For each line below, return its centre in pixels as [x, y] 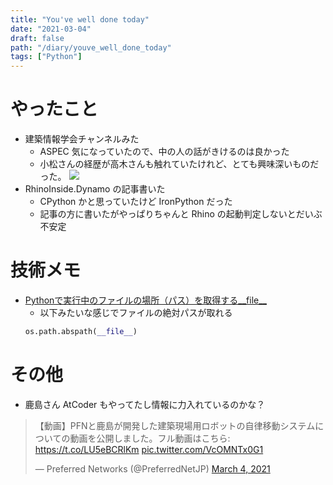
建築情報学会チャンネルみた [82, 139]
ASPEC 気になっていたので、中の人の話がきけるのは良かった [164, 152]
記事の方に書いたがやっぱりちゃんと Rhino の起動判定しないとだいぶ [181, 214]
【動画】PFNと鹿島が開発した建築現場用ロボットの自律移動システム [175, 425]
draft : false [37, 38]
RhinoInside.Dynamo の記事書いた [95, 189]
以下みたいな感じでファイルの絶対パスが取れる [136, 312]
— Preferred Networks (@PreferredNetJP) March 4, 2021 [152, 468]
